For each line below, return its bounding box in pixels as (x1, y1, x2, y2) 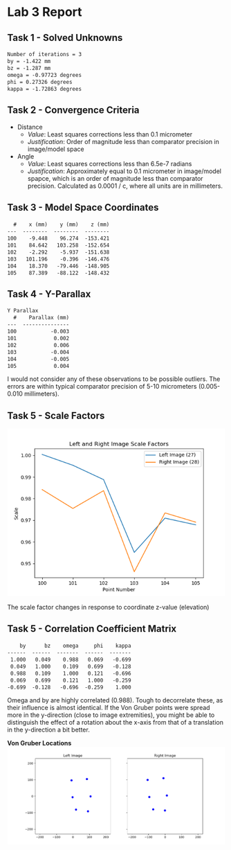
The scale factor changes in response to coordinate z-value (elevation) (7, 603, 210, 611)
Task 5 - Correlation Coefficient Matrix (7, 623, 177, 635)
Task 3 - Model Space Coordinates (7, 202, 159, 213)
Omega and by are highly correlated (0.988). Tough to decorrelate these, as (7, 696, 223, 704)
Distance (17, 123, 43, 131)
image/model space (27, 145, 84, 153)
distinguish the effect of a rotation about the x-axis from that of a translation (7, 718, 223, 726)
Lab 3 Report (7, 4, 82, 20)
